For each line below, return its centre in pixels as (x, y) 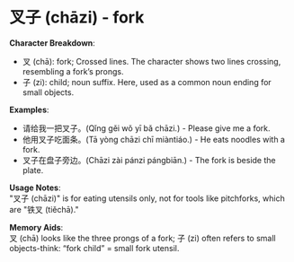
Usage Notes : (35, 188)
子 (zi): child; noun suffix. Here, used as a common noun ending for (147, 82)
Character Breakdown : (53, 43)
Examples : (29, 109)
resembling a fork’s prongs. (73, 71)
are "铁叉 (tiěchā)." (44, 209)
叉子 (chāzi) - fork (77, 17)
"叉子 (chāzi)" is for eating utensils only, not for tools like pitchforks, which (147, 198)
